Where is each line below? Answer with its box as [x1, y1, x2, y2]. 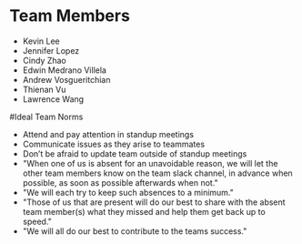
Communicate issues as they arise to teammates [22, 138, 206, 149]
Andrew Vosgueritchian [22, 74, 111, 85]
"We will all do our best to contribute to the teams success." [22, 225, 247, 237]
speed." [22, 216, 53, 227]
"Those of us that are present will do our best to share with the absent [22, 197, 286, 208]
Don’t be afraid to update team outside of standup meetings [22, 147, 247, 159]
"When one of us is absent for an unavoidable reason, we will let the [22, 158, 278, 168]
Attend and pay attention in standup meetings [22, 128, 194, 139]
